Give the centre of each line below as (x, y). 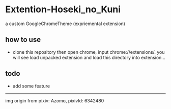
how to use (23, 40)
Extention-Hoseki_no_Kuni (63, 9)
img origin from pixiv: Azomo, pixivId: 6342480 (55, 100)
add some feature (31, 86)
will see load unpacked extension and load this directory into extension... (89, 57)
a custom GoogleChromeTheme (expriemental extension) (65, 24)
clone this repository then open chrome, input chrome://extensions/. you (89, 52)
